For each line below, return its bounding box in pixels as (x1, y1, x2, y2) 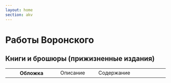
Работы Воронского (5, 34, 94, 46)
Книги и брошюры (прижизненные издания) (5, 54, 155, 63)
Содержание (98, 69, 131, 76)
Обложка (19, 69, 44, 76)
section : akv (5, 12, 33, 17)
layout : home (5, 7, 33, 13)
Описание (60, 69, 85, 76)
